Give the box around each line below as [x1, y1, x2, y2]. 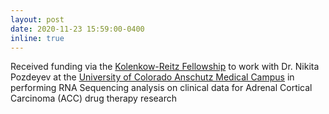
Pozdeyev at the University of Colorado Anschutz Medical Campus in [10, 71, 295, 83]
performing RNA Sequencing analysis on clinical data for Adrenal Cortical [10, 82, 313, 94]
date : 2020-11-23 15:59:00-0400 [10, 24, 145, 34]
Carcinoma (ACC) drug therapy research [10, 92, 177, 105]
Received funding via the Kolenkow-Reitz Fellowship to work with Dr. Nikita [10, 61, 320, 73]
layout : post [10, 14, 65, 25]
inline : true [10, 33, 65, 43]
